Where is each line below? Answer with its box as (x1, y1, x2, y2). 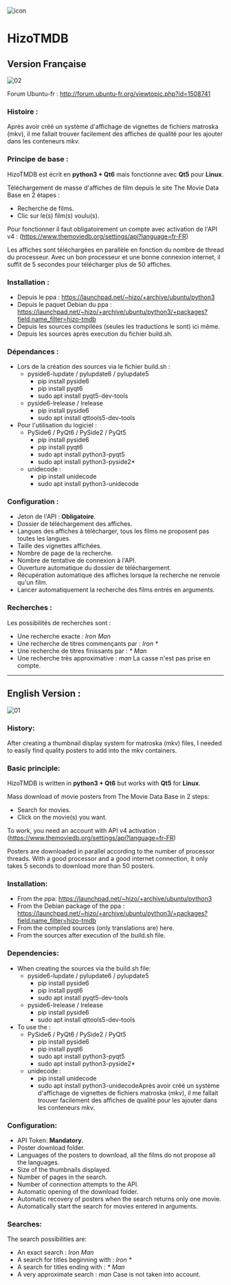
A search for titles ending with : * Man (16, 1263, 125, 1271)
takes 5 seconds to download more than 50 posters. (7, 862, 155, 870)
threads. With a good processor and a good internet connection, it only (7, 855, 208, 863)
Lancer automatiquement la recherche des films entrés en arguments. (16, 586, 215, 594)
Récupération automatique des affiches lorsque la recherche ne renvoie (16, 571, 221, 579)
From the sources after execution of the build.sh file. (16, 931, 166, 940)
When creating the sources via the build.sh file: (16, 964, 151, 972)
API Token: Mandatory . (16, 1136, 84, 1144)
